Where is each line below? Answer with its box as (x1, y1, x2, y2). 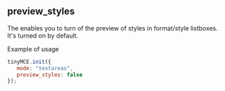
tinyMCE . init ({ (7, 58, 52, 65)
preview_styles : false (16, 71, 82, 78)
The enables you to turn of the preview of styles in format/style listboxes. (7, 24, 218, 32)
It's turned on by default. (7, 31, 79, 40)
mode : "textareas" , (16, 65, 73, 72)
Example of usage (7, 44, 59, 53)
